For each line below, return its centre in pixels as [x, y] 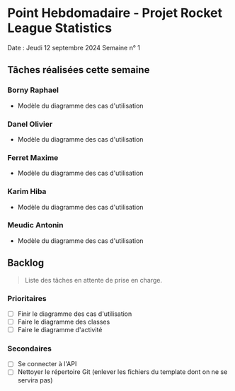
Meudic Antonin [35, 225]
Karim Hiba [27, 191]
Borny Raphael [33, 90]
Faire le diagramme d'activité [60, 330]
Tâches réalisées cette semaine [79, 70]
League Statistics [59, 28]
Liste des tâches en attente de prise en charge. [93, 280]
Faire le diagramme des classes [64, 322]
